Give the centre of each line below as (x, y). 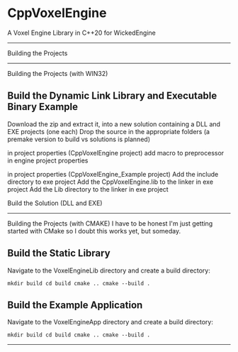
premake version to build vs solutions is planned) (79, 139)
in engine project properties (48, 160)
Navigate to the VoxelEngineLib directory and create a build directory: (109, 270)
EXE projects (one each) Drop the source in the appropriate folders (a (109, 131)
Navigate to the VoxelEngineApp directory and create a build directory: (110, 322)
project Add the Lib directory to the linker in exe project (88, 189)
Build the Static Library (59, 253)
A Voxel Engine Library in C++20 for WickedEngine (81, 33)
